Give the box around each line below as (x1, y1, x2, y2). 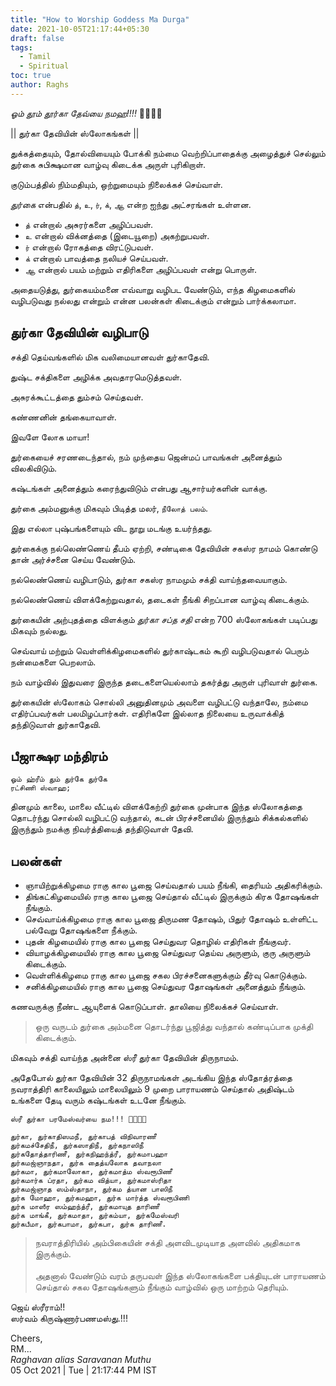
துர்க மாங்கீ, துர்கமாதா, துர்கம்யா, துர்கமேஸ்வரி (10, 1211, 180, 1221)
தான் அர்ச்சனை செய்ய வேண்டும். (10, 553, 137, 565)
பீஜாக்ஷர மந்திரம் (10, 747, 108, 765)
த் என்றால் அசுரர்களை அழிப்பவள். (24, 218, 154, 230)
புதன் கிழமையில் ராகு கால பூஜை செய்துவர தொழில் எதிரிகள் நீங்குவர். (24, 936, 292, 948)
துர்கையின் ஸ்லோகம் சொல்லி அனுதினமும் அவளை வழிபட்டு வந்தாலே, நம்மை (10, 696, 308, 708)
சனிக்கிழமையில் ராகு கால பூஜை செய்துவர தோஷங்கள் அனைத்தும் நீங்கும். (24, 981, 307, 993)
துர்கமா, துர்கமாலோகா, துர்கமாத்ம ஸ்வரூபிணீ (10, 1167, 173, 1177)
